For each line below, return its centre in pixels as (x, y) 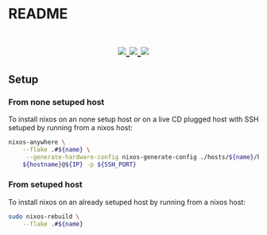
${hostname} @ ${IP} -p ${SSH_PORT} (79, 164)
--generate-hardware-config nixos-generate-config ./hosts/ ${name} (140, 157)
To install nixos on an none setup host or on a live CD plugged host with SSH (133, 119)
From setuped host (46, 185)
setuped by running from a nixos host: (71, 128)
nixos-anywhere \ (37, 143)
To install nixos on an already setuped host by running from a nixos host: (127, 202)
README (38, 14)
